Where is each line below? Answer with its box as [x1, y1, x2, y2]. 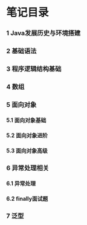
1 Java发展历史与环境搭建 [6, 29, 81, 37]
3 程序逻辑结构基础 [6, 65, 62, 73]
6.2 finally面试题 [6, 195, 48, 202]
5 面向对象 [6, 100, 37, 109]
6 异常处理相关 [6, 163, 50, 172]
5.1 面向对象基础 [6, 116, 47, 124]
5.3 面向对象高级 [6, 147, 48, 154]
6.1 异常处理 [6, 180, 36, 187]
